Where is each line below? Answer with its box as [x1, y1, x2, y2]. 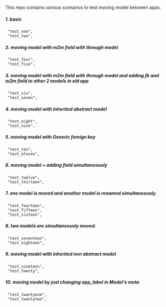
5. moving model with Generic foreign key [5, 134, 96, 140]
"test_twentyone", [7, 292, 47, 297]
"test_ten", [7, 147, 33, 152]
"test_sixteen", [7, 212, 42, 217]
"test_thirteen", [7, 179, 44, 185]
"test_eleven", [7, 151, 40, 157]
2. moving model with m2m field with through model [5, 44, 118, 50]
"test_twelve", [7, 175, 40, 180]
